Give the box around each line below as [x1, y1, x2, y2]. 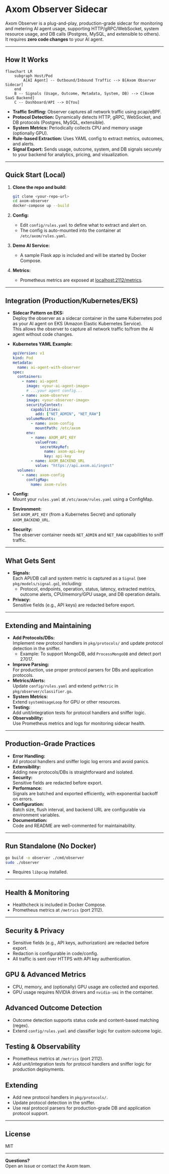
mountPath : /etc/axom [35, 426, 80, 431]
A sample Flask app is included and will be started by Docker [20, 252, 147, 258]
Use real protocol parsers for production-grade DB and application [12, 1105, 151, 1111]
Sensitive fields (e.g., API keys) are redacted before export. [12, 602, 135, 608]
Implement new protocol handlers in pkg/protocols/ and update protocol [12, 640, 163, 646]
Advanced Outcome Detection [5, 1004, 102, 1012]
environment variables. [12, 812, 60, 818]
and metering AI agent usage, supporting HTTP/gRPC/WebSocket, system [5, 25, 159, 31]
